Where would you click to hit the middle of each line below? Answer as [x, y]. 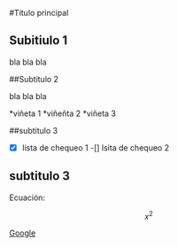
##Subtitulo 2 [34, 79]
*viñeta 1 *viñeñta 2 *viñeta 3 [63, 113]
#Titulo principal [39, 13]
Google [23, 233]
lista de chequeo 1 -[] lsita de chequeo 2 [96, 147]
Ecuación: [27, 197]
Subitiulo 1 [39, 40]
